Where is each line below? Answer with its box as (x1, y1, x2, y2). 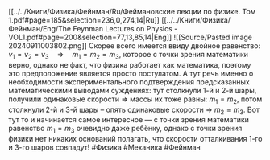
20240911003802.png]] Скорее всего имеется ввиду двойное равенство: (8, 41, 261, 51)
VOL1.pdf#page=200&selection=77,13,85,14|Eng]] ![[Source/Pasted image (8, 32, 252, 42)
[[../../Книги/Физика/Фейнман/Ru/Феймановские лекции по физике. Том (8, 7, 256, 16)
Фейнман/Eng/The (8, 24, 71, 33)
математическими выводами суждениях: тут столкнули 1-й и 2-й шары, (8, 85, 257, 95)
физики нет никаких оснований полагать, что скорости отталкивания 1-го (8, 134, 263, 144)
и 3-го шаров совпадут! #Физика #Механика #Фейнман (8, 142, 201, 152)
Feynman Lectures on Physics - (72, 24, 178, 33)
